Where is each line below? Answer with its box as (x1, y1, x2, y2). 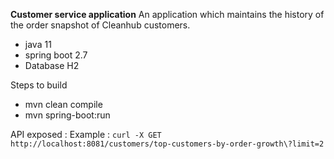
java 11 (24, 39, 52, 50)
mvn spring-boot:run (24, 109, 111, 121)
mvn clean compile (24, 99, 103, 110)
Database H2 (24, 60, 80, 71)
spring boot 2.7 (24, 49, 88, 61)
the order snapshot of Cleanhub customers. (10, 19, 191, 31)
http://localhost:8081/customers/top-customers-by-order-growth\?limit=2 (10, 139, 325, 149)
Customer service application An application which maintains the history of (10, 9, 325, 20)
